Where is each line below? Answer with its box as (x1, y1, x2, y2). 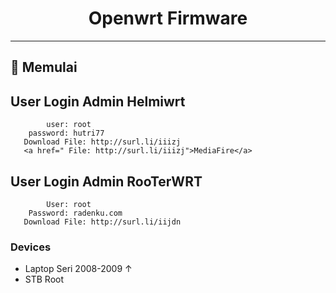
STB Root (24, 273, 65, 286)
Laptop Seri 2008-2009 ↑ (24, 263, 133, 275)
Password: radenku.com (28, 208, 123, 218)
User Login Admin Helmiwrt (10, 93, 186, 110)
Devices (10, 240, 52, 254)
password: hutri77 (28, 128, 105, 139)
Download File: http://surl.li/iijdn (23, 217, 182, 227)
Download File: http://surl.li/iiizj (23, 137, 182, 147)
